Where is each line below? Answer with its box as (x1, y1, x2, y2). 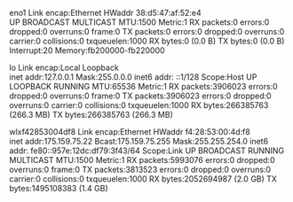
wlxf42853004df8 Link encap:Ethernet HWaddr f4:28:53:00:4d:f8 (9, 127, 250, 136)
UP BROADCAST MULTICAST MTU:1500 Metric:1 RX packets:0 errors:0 (9, 17, 270, 27)
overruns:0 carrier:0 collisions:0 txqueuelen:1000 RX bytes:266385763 (9, 100, 269, 110)
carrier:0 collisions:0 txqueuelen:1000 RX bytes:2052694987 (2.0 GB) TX (9, 174, 278, 184)
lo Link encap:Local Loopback (9, 62, 120, 73)
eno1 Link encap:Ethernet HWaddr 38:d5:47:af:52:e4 (9, 8, 202, 18)
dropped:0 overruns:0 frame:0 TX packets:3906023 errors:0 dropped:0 (9, 90, 273, 101)
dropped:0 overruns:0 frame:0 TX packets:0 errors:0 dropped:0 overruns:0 (9, 27, 285, 36)
